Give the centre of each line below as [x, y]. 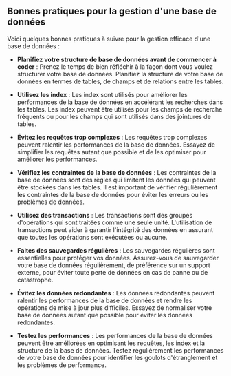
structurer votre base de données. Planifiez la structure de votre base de [120, 74]
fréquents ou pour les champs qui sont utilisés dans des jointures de [114, 116]
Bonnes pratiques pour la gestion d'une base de [112, 11]
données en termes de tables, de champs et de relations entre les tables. [120, 81]
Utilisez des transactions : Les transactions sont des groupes [105, 215]
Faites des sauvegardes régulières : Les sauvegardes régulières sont [116, 250]
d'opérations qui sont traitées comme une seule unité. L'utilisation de [114, 222]
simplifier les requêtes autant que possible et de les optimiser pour [111, 152]
